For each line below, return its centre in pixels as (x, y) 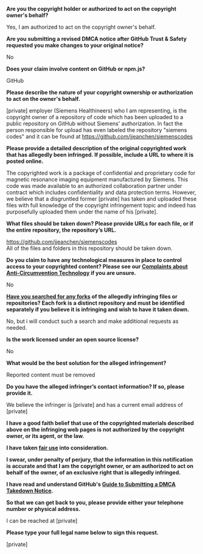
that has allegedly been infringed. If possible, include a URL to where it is (100, 155)
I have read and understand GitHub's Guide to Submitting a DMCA (91, 484)
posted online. (25, 161)
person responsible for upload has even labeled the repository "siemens (97, 130)
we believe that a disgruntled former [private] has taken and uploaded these (101, 199)
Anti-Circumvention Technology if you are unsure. (71, 273)
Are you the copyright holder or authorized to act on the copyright (91, 9)
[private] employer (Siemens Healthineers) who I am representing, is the (97, 111)
